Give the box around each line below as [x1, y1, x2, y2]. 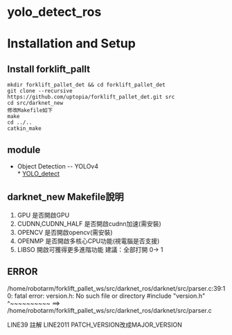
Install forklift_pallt [7, 63, 91, 75]
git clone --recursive [7, 88, 73, 95]
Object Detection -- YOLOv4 [17, 162, 99, 170]
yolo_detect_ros [7, 4, 102, 20]
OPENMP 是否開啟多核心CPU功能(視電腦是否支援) [17, 236, 160, 245]
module [7, 144, 41, 155]
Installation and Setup [7, 36, 136, 52]
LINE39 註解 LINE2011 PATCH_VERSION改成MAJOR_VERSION [7, 320, 182, 329]
